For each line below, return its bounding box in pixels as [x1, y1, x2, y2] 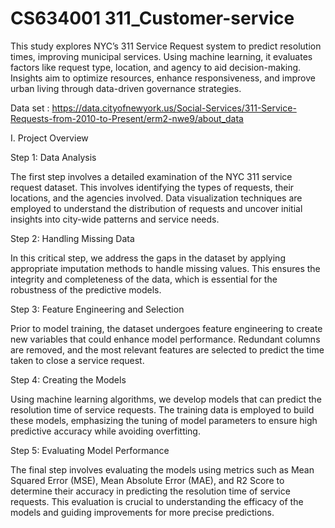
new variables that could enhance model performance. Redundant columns [10, 333, 321, 345]
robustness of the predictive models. [10, 283, 162, 296]
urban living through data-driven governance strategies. [10, 82, 242, 94]
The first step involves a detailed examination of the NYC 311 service [10, 170, 293, 182]
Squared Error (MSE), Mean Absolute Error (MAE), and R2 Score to [10, 474, 285, 486]
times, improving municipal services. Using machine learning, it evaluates [10, 50, 313, 62]
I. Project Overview [10, 132, 89, 144]
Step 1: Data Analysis [10, 151, 97, 163]
